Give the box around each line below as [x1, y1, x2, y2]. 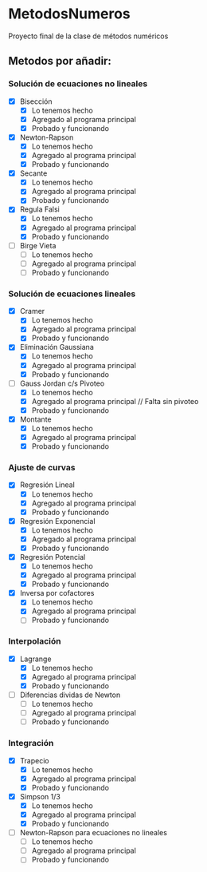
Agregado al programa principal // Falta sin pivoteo [31, 396, 199, 406]
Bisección [19, 97, 53, 106]
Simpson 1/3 [19, 791, 61, 801]
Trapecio [19, 755, 49, 765]
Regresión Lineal [19, 480, 76, 490]
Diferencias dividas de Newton [19, 690, 121, 700]
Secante [19, 168, 48, 178]
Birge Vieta [19, 240, 57, 250]
